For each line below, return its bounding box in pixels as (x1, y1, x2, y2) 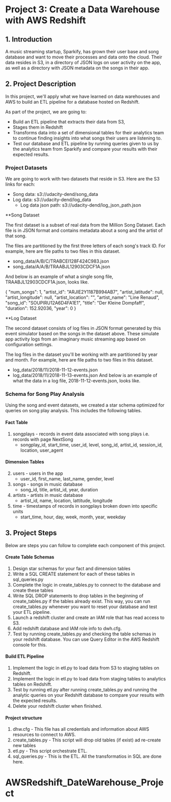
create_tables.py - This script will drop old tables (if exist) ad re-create (12, 737, 161, 743)
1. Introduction (5, 35, 52, 44)
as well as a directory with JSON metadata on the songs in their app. (5, 65, 150, 71)
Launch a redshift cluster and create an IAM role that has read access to (12, 614, 165, 620)
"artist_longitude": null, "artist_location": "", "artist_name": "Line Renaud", (5, 294, 160, 300)
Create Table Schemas (5, 554, 55, 560)
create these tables (12, 587, 54, 593)
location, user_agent (20, 447, 63, 453)
